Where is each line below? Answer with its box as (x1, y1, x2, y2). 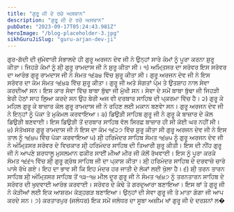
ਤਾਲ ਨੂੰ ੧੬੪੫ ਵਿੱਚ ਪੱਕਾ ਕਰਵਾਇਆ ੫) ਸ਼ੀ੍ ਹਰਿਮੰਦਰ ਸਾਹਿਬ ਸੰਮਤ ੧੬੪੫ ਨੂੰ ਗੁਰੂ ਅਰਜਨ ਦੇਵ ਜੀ (7, 133, 224, 142)
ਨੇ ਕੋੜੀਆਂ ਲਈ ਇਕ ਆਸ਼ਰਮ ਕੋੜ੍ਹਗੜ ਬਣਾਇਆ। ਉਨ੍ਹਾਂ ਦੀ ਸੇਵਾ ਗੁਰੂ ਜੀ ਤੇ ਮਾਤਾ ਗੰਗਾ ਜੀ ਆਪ (7, 188, 224, 197)
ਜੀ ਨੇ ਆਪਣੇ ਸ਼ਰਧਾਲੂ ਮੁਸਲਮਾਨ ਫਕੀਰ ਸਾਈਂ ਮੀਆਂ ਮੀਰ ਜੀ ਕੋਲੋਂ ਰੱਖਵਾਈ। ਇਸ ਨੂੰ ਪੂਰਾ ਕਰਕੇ (7, 149, 216, 157)
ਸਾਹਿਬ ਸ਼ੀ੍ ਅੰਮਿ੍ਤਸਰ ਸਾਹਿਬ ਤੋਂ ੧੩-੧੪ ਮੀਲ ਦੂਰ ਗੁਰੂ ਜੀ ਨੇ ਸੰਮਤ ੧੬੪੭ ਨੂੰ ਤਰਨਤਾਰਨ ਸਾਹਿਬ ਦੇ (7, 172, 224, 181)
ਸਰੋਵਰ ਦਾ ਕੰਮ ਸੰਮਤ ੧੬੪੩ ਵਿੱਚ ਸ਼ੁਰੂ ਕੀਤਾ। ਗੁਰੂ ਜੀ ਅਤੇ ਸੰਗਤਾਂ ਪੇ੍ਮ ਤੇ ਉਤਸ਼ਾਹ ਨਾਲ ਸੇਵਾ (7, 79, 210, 87)
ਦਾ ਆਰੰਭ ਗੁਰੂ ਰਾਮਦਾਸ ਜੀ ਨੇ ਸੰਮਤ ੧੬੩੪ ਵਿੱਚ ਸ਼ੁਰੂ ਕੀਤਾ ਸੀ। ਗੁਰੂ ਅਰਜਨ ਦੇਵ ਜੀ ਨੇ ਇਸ (7, 71, 210, 79)
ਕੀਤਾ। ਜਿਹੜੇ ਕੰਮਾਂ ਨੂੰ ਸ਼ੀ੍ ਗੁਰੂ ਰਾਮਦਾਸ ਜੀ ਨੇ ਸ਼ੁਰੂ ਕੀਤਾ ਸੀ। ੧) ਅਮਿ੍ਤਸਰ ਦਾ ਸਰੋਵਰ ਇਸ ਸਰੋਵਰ (7, 63, 227, 72)
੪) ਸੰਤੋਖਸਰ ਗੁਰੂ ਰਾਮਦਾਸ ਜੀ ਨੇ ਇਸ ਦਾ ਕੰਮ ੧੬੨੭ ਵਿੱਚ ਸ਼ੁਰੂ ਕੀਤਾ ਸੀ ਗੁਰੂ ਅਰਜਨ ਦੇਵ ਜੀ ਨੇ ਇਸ (7, 126, 227, 134)
